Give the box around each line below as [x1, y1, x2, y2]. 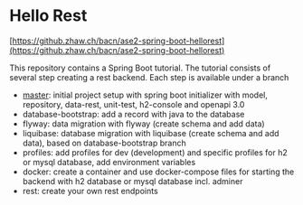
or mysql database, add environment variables [22, 156, 196, 167]
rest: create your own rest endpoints [22, 185, 158, 196]
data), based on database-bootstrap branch [22, 137, 187, 148]
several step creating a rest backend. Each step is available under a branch [9, 71, 289, 82]
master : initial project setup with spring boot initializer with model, [22, 89, 269, 100]
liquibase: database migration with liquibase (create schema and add [22, 127, 279, 138]
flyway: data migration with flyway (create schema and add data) [22, 118, 265, 129]
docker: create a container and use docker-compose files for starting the [22, 166, 295, 177]
